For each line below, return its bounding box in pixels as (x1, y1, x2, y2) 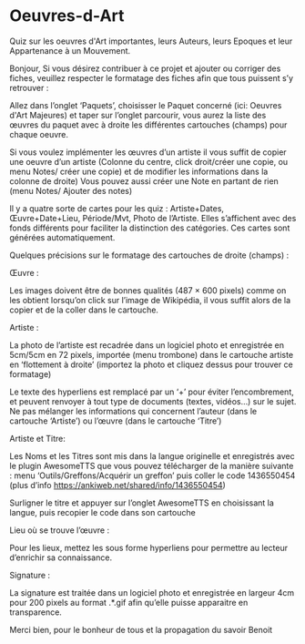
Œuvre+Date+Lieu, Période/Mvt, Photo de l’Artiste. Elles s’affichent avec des (9, 212, 297, 223)
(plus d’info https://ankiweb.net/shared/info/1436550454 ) (9, 479, 226, 490)
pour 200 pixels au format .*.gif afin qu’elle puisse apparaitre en (9, 597, 249, 608)
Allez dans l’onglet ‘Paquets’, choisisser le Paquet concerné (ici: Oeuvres (9, 99, 282, 110)
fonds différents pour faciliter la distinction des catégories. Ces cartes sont (9, 222, 290, 233)
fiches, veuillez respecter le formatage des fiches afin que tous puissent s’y (9, 72, 294, 83)
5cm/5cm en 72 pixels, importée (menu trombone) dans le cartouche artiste (9, 349, 294, 360)
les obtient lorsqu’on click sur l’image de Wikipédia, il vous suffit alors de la (9, 294, 291, 305)
